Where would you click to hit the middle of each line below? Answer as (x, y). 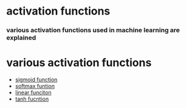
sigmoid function (36, 79)
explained (21, 38)
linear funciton (33, 93)
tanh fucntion (32, 99)
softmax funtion (35, 86)
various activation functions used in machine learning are (93, 30)
